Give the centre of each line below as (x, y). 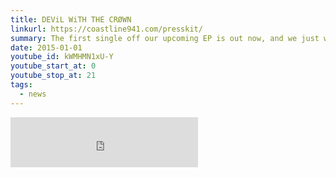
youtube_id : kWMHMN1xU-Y (62, 57)
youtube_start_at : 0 (53, 66)
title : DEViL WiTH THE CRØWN (71, 19)
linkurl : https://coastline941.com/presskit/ (106, 29)
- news (33, 94)
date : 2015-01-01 (46, 47)
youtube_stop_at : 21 (53, 76)
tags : (21, 85)
